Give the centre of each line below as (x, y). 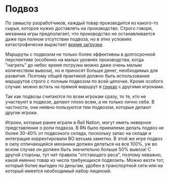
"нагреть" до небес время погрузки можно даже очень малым (74, 65)
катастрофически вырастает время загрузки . (54, 44)
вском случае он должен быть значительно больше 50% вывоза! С (78, 149)
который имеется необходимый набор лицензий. (58, 171)
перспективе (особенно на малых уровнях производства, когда (75, 59)
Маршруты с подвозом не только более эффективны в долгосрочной (80, 54)
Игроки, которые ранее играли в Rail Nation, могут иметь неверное (78, 122)
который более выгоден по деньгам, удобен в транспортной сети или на (84, 165)
